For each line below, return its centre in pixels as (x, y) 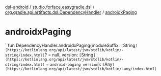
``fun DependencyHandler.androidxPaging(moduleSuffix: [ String (70, 45)
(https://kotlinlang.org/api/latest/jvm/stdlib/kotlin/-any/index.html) (81, 69)
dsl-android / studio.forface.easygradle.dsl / (50, 7)
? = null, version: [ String (69, 55)
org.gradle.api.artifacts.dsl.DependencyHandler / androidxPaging (71, 12)
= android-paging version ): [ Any (79, 64)
